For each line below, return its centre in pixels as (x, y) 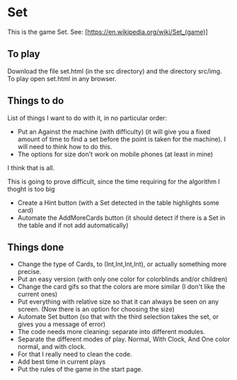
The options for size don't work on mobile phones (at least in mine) (115, 154)
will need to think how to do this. (65, 146)
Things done (36, 247)
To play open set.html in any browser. (62, 78)
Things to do (36, 101)
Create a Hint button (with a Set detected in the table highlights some (118, 203)
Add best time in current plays (62, 362)
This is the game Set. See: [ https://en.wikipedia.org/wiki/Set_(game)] (108, 32)
